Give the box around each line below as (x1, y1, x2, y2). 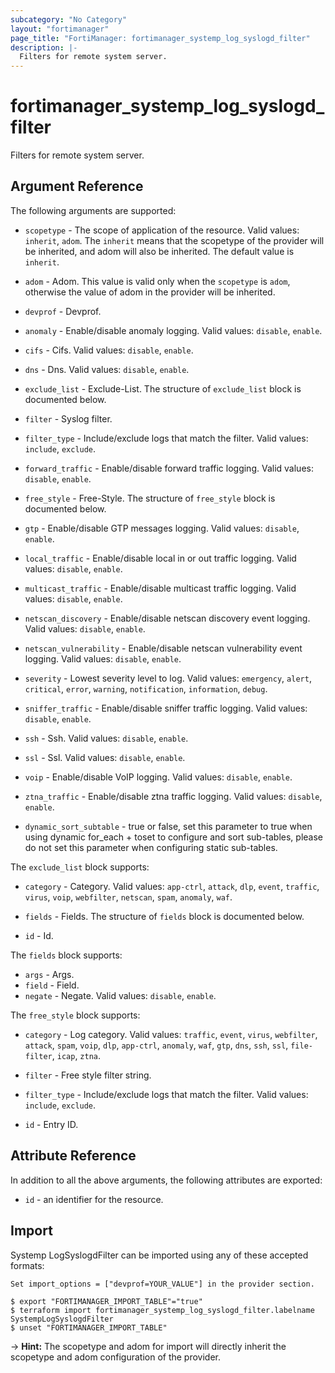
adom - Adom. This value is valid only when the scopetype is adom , (24, 275, 291, 287)
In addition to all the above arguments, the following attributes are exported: (10, 1174, 323, 1186)
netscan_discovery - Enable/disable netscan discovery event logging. (24, 612, 311, 624)
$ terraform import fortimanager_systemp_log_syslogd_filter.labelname (10, 1305, 315, 1315)
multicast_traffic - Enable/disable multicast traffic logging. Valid (24, 582, 297, 594)
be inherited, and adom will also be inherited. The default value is (24, 245, 295, 257)
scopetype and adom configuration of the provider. (10, 1351, 222, 1363)
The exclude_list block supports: (10, 861, 150, 873)
